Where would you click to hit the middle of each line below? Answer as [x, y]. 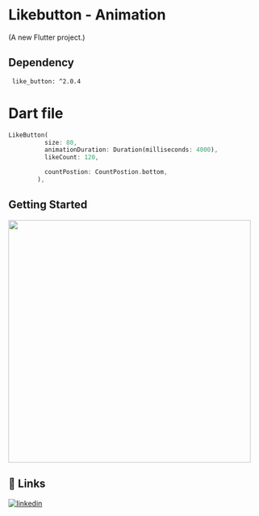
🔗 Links [27, 484]
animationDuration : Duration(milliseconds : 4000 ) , [131, 150]
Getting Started [48, 205]
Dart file [36, 113]
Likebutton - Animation [87, 15]
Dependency [41, 63]
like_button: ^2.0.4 [46, 81]
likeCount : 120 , [71, 158]
